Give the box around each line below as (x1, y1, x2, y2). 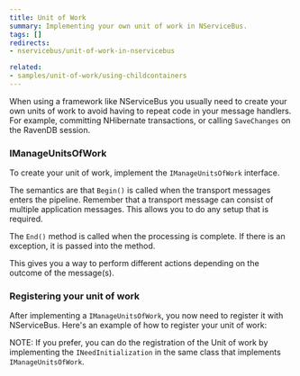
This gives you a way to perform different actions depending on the (9, 258, 259, 269)
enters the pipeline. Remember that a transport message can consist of (9, 194, 274, 205)
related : (9, 63, 42, 72)
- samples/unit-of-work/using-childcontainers (9, 71, 187, 81)
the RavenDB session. (9, 124, 91, 135)
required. (9, 213, 43, 225)
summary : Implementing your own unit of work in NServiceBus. (9, 22, 248, 31)
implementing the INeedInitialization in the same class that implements (9, 347, 281, 358)
